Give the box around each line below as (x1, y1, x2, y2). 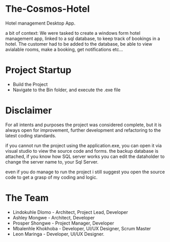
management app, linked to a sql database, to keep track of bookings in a (5, 35, 160, 42)
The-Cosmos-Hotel (5, 3, 90, 15)
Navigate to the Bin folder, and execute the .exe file (12, 87, 121, 93)
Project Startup (5, 65, 72, 76)
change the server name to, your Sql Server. (5, 158, 99, 165)
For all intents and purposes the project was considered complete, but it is (5, 122, 162, 128)
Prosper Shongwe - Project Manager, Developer (12, 220, 114, 226)
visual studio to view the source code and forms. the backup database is (5, 148, 159, 154)
